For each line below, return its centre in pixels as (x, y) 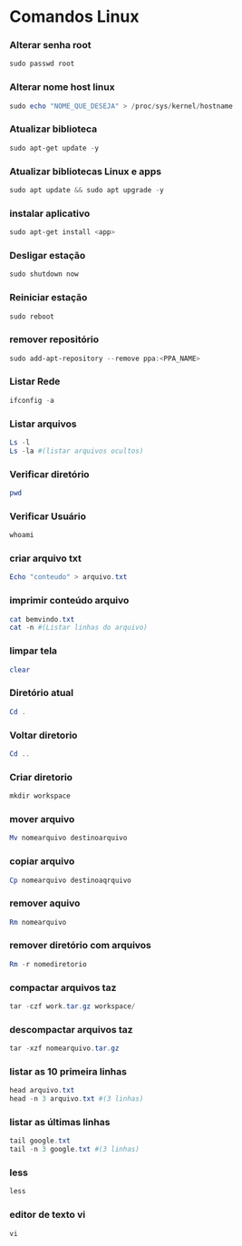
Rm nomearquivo (38, 922)
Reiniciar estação (48, 298)
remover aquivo (45, 903)
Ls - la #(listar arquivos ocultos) (77, 451)
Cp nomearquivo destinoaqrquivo (70, 880)
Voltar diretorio (44, 735)
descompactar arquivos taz (71, 1029)
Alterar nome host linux (62, 87)
